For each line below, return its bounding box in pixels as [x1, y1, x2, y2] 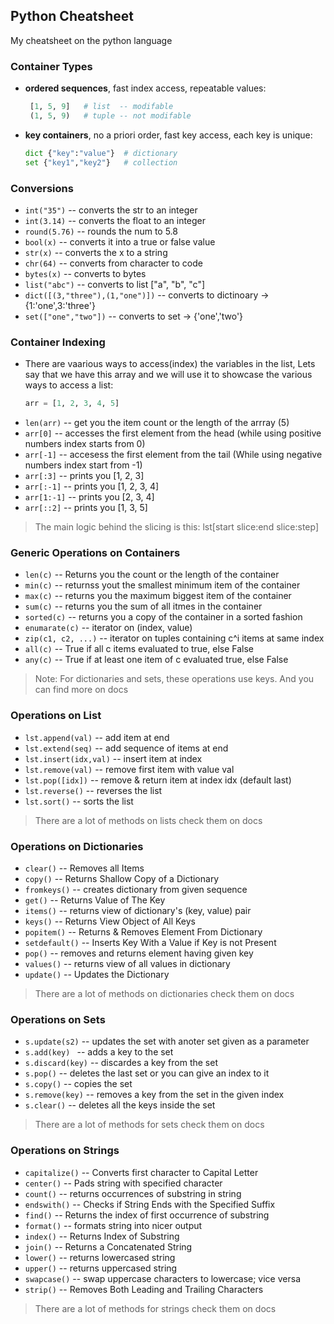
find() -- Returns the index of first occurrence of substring [24, 1209, 270, 1221]
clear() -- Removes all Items [24, 862, 145, 874]
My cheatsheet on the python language [10, 34, 173, 46]
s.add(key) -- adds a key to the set [24, 1046, 174, 1058]
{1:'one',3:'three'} [24, 299, 96, 311]
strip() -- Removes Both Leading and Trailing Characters [24, 1283, 264, 1295]
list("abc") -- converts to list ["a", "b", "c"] [24, 278, 206, 290]
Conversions [10, 181, 74, 195]
